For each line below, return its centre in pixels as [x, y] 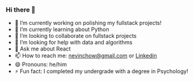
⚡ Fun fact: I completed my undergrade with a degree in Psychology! [101, 71]
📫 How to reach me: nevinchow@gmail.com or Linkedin [86, 56]
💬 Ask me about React [43, 49]
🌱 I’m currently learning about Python [62, 29]
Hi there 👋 [21, 10]
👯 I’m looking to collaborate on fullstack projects [76, 36]
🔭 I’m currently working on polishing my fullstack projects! [88, 23]
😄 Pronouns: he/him [41, 65]
